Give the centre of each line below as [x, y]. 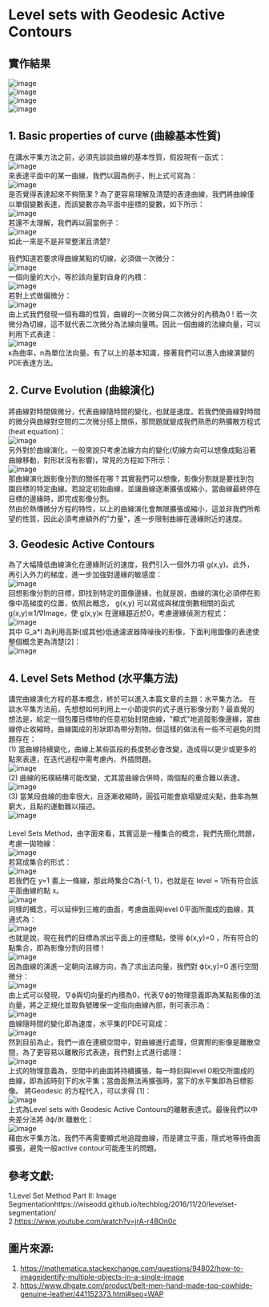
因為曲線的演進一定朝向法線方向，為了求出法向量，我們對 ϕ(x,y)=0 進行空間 [133, 967]
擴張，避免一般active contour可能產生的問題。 [85, 1148]
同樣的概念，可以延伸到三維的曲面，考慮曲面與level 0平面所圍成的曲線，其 [131, 910]
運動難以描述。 [75, 806]
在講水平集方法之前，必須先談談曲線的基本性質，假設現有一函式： [117, 157]
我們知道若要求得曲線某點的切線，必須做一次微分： [92, 258]
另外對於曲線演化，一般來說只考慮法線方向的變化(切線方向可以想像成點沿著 [132, 450]
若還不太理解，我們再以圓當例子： [64, 222]
